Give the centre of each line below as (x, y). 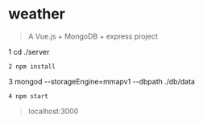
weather (37, 14)
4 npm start (28, 96)
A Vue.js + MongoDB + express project (93, 36)
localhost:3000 (53, 111)
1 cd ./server (29, 51)
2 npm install (32, 66)
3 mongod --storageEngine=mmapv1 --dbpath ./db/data (102, 81)
